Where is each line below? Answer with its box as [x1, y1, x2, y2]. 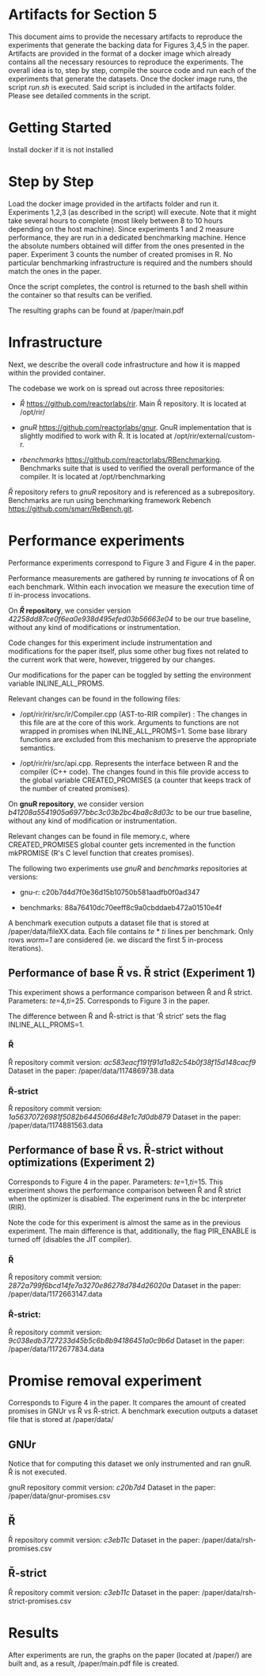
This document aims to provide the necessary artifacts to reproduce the [8, 32, 243, 41]
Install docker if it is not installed [8, 144, 113, 154]
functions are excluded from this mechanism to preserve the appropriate [19, 734, 257, 744]
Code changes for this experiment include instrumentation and [8, 637, 212, 648]
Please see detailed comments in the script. [8, 90, 151, 100]
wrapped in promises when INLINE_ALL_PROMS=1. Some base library [19, 726, 248, 736]
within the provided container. [8, 367, 105, 378]
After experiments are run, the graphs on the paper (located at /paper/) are [8, 1650, 253, 1659]
